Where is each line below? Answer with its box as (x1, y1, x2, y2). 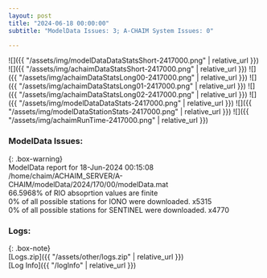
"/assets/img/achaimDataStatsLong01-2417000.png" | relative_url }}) (18, 81, 247, 91)
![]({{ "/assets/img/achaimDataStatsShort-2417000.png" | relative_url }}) (8, 64, 248, 74)
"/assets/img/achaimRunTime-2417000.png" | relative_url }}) (8, 116, 209, 125)
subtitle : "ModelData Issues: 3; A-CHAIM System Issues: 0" (8, 27, 215, 35)
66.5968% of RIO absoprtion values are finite (8, 188, 158, 198)
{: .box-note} (8, 243, 51, 253)
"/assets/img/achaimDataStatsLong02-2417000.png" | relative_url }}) (18, 90, 248, 100)
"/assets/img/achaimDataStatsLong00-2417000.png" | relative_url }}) (18, 73, 248, 83)
